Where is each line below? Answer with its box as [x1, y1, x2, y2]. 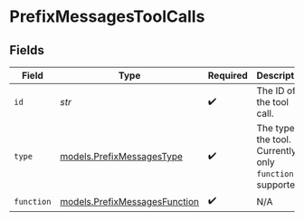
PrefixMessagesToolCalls [9, 6, 205, 27]
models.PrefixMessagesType [60, 150, 184, 162]
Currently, [256, 145, 299, 157]
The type [256, 122, 296, 134]
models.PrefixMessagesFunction [60, 195, 200, 207]
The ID [256, 84, 285, 97]
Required [207, 70, 248, 82]
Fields [9, 43, 45, 58]
